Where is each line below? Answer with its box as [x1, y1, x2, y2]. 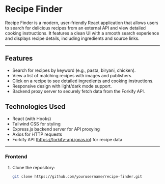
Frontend [5, 153, 27, 160]
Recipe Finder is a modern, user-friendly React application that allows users [5, 20, 159, 26]
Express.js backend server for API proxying [12, 126, 100, 132]
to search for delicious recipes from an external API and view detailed [5, 25, 146, 31]
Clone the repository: [12, 164, 55, 170]
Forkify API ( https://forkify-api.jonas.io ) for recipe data [12, 136, 123, 142]
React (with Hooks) [12, 116, 52, 122]
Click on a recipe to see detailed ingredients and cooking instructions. [12, 78, 154, 84]
